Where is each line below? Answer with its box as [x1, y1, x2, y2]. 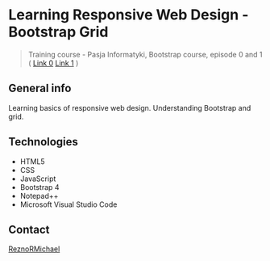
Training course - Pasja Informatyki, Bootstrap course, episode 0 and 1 [27, 49, 264, 59]
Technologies [8, 135, 79, 149]
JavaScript [19, 174, 56, 183]
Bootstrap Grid [8, 23, 109, 41]
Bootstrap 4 [19, 182, 60, 192]
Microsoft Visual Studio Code [19, 200, 118, 209]
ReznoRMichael [8, 244, 60, 254]
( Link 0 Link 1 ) [27, 58, 79, 68]
